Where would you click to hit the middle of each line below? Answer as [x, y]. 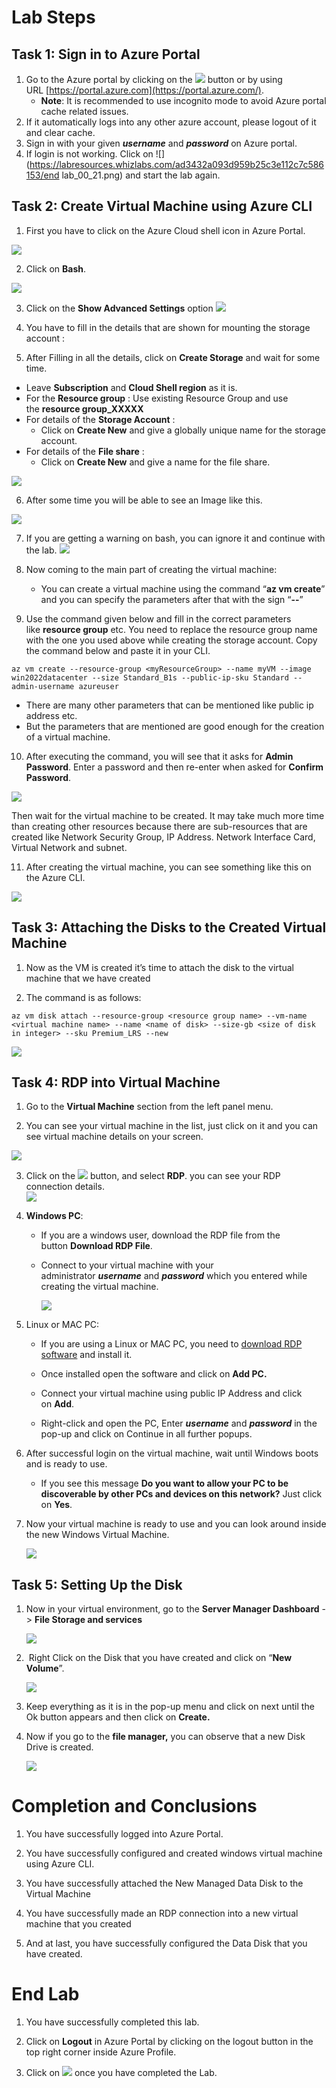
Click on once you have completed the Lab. [121, 2073]
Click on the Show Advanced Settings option [119, 308]
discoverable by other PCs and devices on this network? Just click [181, 1494]
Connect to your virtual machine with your [127, 1265]
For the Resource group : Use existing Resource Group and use [157, 398]
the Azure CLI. [55, 877]
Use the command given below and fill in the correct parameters [158, 618]
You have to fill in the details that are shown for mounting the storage [168, 327]
